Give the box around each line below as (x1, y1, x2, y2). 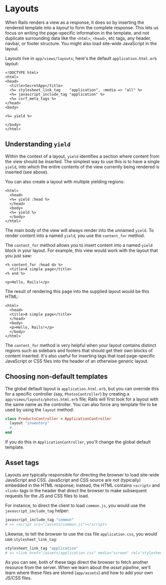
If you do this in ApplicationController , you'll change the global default (5, 439, 151, 445)
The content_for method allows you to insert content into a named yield (5, 242, 153, 248)
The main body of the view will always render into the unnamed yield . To (5, 227, 154, 233)
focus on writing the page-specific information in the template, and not (5, 30, 149, 36)
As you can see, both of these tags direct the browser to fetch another (5, 559, 149, 565)
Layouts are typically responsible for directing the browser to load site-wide (5, 471, 160, 477)
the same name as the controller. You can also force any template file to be (5, 401, 158, 407)
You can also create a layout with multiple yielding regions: (5, 178, 125, 184)
